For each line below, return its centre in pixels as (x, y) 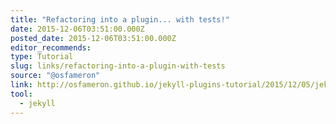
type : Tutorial (42, 57)
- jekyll (37, 103)
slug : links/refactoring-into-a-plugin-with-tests (118, 66)
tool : (21, 94)
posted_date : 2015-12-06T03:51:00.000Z (93, 38)
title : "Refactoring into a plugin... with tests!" (120, 19)
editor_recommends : (51, 47)
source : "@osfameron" (55, 76)
